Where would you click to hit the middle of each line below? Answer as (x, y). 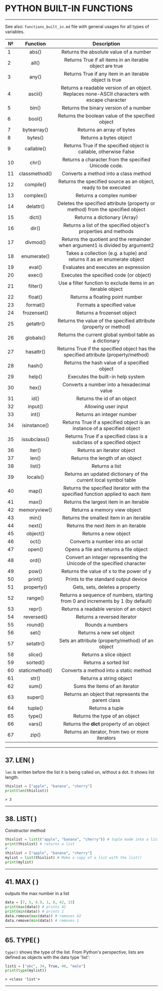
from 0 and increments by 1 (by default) (106, 601)
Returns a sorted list (106, 662)
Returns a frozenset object (106, 313)
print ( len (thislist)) (27, 791)
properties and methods (106, 231)
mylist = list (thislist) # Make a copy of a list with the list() (73, 857)
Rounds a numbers (106, 625)
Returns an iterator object (106, 450)
